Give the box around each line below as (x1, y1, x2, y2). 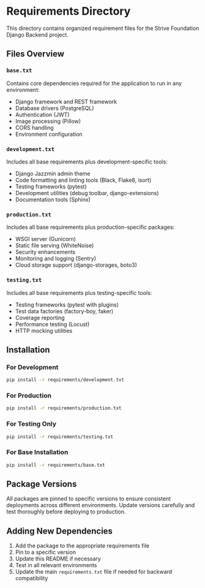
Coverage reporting (15, 314, 65, 321)
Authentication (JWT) (15, 111, 70, 118)
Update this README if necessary (15, 555, 101, 562)
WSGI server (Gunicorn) (15, 236, 76, 243)
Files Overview (6, 49, 65, 59)
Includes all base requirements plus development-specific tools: (6, 158, 168, 165)
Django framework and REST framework (15, 98, 117, 105)
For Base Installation (6, 448, 69, 456)
